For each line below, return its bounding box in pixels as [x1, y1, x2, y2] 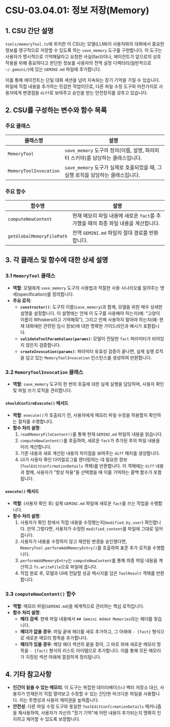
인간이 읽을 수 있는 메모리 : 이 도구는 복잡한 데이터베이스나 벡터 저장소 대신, [12, 684, 159, 690]
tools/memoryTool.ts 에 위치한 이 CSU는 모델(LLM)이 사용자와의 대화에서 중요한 [5, 41, 164, 47]
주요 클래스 [5, 122, 31, 129]
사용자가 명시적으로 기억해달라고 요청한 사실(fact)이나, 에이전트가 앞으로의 [5, 54, 152, 59]
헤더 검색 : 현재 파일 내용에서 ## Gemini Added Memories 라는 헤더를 [20, 615, 153, 622]
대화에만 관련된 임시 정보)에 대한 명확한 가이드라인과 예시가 [25, 323, 142, 329]
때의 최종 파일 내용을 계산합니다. [88, 219, 160, 226]
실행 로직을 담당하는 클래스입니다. [64, 171, 140, 178]
